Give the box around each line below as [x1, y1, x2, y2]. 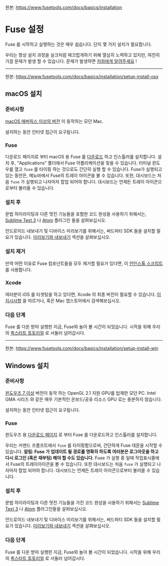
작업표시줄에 [134, 455, 159, 461]
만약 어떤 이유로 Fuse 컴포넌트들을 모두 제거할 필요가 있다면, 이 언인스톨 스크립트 [5, 260, 163, 266]
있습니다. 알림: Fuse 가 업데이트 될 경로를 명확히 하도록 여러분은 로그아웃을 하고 [5, 449, 159, 455]
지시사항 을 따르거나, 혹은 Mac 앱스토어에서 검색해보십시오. [5, 298, 121, 304]
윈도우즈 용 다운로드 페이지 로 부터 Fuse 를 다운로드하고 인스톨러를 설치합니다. [5, 432, 158, 438]
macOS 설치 [5, 90, 42, 98]
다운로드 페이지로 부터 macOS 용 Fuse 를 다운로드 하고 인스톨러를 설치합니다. [5, 153, 156, 159]
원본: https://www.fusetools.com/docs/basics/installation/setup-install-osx [5, 73, 159, 79]
